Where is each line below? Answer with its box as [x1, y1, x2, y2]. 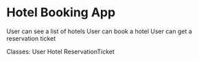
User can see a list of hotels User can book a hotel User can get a [6, 27, 193, 35]
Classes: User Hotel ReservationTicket [6, 47, 115, 56]
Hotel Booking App [6, 5, 116, 20]
